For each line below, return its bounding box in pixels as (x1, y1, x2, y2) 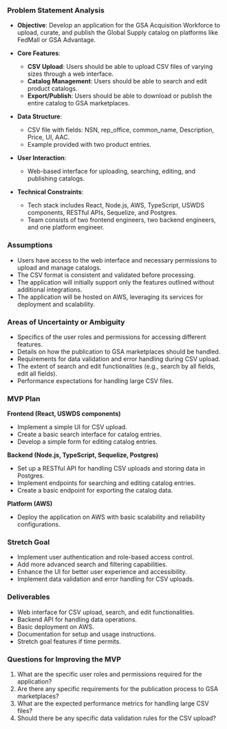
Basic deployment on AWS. (17, 622, 94, 630)
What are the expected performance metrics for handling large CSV (17, 699, 209, 708)
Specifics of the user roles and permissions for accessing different (17, 333, 206, 341)
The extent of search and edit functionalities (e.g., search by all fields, (17, 362, 215, 370)
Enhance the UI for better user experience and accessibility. (17, 568, 187, 576)
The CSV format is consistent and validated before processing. (17, 271, 196, 279)
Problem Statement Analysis (7, 6, 105, 15)
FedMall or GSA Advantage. (17, 36, 96, 44)
